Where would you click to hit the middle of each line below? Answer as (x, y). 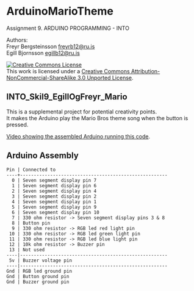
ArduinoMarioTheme (60, 11)
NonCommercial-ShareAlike (41, 77)
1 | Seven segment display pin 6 (54, 185)
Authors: (17, 40)
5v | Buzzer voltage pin (40, 260)
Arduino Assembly (43, 156)
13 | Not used (27, 250)
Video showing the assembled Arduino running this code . (78, 136)
